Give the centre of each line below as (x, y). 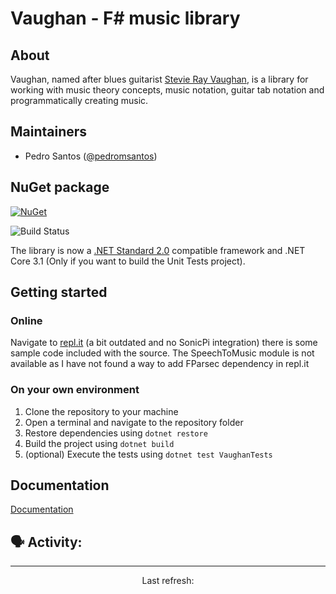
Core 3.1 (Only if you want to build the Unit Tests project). (128, 261)
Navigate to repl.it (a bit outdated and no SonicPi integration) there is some (164, 343)
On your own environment (75, 390)
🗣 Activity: (46, 542)
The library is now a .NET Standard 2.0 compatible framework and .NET (158, 250)
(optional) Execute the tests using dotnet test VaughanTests (148, 454)
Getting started (59, 292)
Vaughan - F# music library (125, 18)
